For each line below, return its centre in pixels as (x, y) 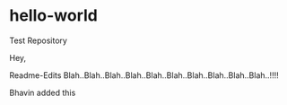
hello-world (54, 16)
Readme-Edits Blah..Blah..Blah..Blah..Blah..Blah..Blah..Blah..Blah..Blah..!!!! (144, 75)
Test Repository (38, 40)
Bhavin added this (43, 92)
